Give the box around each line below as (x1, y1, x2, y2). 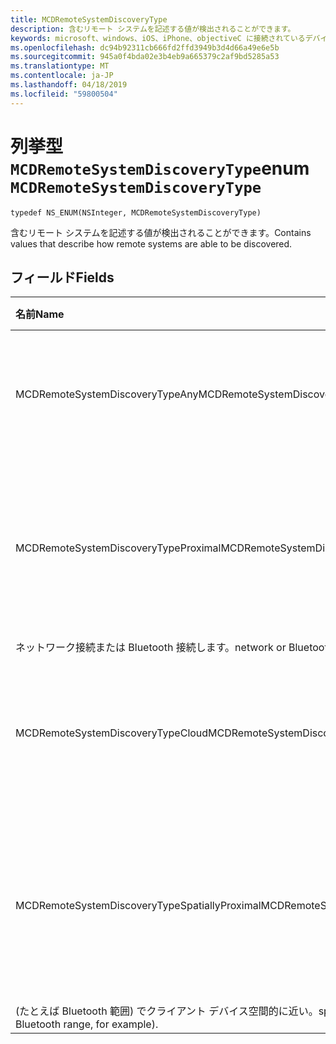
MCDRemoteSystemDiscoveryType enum (10, 157, 310, 180)
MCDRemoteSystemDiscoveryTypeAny (15, 387, 199, 401)
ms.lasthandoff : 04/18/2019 (10, 80, 128, 90)
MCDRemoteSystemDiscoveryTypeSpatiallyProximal (15, 899, 262, 913)
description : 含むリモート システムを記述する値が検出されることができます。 (10, 24, 296, 34)
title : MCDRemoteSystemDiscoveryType (10, 14, 168, 25)
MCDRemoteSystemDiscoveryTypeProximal (15, 541, 222, 555)
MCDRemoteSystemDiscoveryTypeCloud (15, 726, 209, 740)
